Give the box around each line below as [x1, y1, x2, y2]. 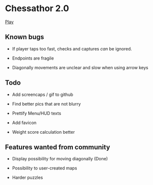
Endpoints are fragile [12, 55, 54, 61]
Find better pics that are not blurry [12, 101, 81, 107]
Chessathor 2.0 [5, 3, 69, 14]
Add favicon [12, 120, 37, 125]
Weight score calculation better [12, 129, 75, 135]
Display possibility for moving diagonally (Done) [12, 156, 108, 162]
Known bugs [5, 33, 45, 41]
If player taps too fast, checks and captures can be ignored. [12, 46, 132, 51]
